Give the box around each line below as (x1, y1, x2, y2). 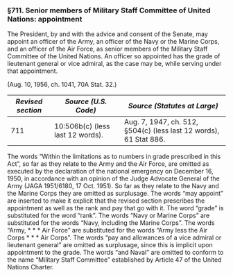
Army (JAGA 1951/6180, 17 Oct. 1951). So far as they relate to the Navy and (7, 182, 220, 190)
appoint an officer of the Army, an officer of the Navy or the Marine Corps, (7, 37, 220, 46)
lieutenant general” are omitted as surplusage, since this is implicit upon (7, 241, 213, 249)
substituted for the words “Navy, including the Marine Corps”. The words (7, 219, 215, 227)
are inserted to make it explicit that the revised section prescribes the (7, 196, 205, 205)
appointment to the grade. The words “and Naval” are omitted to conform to (7, 249, 224, 257)
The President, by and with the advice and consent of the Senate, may (7, 30, 208, 38)
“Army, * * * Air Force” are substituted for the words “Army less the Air (7, 226, 208, 235)
